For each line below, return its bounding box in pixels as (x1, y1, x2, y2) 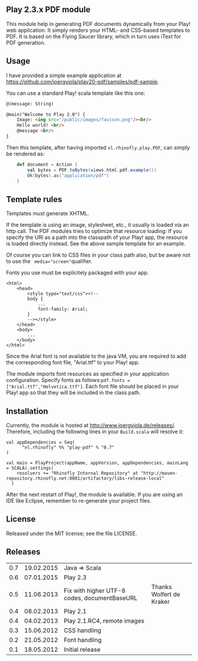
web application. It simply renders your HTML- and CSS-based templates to (6, 26, 190, 34)
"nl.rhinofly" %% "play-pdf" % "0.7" (21, 444, 115, 450)
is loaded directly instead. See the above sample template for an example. (6, 240, 186, 247)
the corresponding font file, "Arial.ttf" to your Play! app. (6, 359, 140, 366)
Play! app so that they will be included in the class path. (6, 389, 141, 396)
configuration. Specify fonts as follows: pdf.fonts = (6, 377, 131, 384)
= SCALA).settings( (6, 465, 54, 471)
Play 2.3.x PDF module (6, 5, 91, 15)
